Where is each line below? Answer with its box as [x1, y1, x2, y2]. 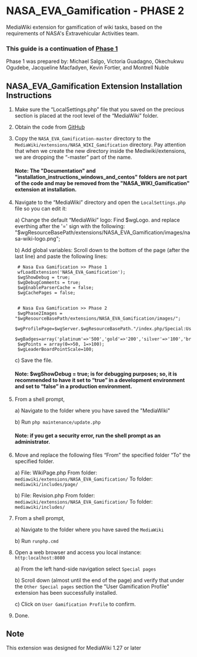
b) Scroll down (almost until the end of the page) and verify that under [14, 576, 185, 584]
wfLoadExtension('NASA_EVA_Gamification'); [17, 269, 126, 276]
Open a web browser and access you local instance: [14, 548, 142, 556]
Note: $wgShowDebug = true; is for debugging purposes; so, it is [14, 370, 178, 377]
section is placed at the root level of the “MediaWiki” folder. [14, 112, 159, 119]
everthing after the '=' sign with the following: [14, 223, 125, 230]
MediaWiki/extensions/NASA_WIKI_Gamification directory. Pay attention [14, 141, 186, 148]
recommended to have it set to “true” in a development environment [14, 376, 185, 383]
